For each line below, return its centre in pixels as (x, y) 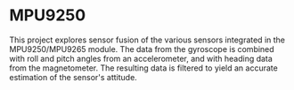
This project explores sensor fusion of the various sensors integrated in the (147, 40)
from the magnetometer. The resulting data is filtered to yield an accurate (143, 68)
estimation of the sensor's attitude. (73, 77)
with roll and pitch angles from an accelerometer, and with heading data (141, 58)
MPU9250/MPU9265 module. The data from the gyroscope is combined (142, 49)
